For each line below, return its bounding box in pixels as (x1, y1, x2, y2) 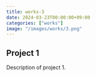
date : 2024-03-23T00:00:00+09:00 (6, 14, 91, 20)
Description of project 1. (6, 64, 66, 71)
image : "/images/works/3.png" (6, 25, 83, 32)
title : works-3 (6, 8, 45, 15)
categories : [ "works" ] (6, 20, 63, 26)
